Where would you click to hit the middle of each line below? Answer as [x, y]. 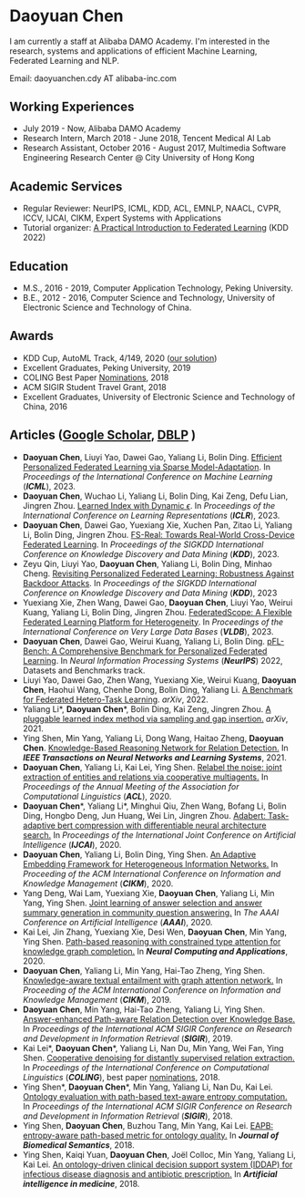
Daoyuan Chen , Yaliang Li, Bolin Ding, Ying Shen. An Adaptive [139, 854]
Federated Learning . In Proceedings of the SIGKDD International [143, 544]
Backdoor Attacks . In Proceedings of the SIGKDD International [139, 583]
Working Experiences [72, 106]
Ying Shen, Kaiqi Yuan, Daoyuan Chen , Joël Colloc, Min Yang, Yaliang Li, [159, 1154]
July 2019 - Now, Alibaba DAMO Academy [102, 129]
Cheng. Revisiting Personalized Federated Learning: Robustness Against [158, 573]
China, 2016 [45, 406]
